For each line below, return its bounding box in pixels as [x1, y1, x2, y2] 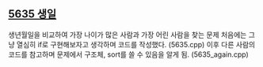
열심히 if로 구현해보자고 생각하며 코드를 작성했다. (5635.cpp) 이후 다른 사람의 [16, 39, 256, 49]
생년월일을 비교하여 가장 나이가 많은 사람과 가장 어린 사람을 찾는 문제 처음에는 [8, 30, 247, 39]
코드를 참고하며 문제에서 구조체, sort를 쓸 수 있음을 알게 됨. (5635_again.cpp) [8, 50, 250, 59]
